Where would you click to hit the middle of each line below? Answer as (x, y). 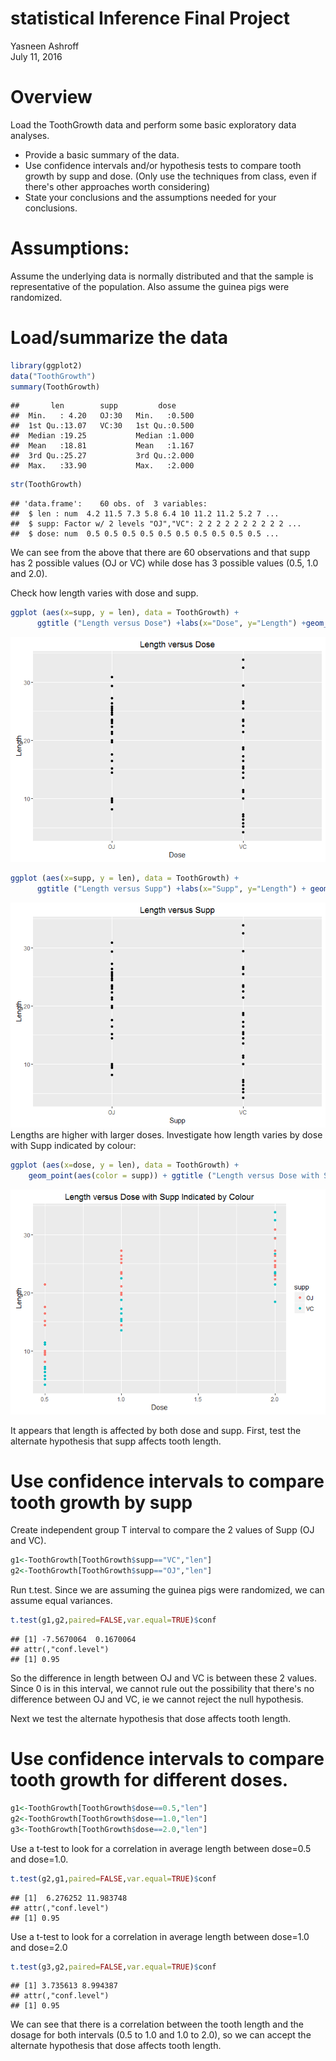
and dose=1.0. (39, 1859)
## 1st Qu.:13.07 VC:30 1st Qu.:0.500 (102, 426)
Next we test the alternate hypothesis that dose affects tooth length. (151, 1719)
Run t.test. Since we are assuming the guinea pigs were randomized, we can (167, 1590)
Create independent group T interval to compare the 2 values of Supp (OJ (162, 1530)
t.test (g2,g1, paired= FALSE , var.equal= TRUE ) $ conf (113, 1878)
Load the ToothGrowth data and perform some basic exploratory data (153, 124)
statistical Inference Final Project (150, 18)
